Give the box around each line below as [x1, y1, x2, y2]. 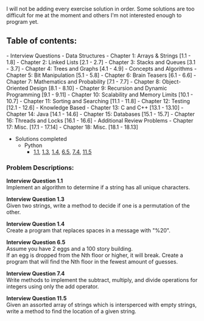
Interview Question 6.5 [6, 239, 66, 246]
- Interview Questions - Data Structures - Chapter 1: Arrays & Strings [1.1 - [6, 52, 191, 59]
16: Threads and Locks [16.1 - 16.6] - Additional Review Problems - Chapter [6, 117, 194, 124]
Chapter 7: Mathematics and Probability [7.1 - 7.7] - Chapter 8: [6, 78, 161, 85]
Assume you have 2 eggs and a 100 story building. [6, 245, 133, 253]
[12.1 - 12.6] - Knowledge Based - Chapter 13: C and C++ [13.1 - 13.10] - [6, 104, 184, 111]
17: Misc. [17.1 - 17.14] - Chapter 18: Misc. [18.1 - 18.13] [6, 123, 138, 131]
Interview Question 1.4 [6, 220, 65, 228]
